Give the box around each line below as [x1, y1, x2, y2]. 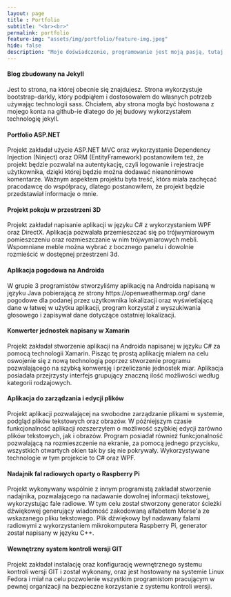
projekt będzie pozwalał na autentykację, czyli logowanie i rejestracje [7, 160, 205, 169]
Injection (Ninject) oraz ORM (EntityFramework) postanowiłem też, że [7, 153, 204, 162]
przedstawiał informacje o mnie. [7, 190, 99, 198]
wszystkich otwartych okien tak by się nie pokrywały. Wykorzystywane [7, 447, 210, 455]
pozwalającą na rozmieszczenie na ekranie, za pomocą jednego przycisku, [7, 439, 220, 447]
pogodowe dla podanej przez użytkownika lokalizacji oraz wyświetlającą [7, 296, 214, 304]
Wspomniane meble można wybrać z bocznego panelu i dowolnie [7, 243, 194, 251]
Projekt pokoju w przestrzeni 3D [7, 205, 101, 214]
